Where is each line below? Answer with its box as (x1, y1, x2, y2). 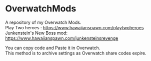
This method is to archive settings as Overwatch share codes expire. (5, 50, 146, 56)
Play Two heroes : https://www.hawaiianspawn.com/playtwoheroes (5, 24, 144, 30)
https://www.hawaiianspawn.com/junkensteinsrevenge (5, 35, 118, 41)
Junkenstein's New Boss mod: (5, 30, 67, 36)
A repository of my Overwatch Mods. (5, 19, 81, 25)
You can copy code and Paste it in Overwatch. (5, 45, 100, 51)
